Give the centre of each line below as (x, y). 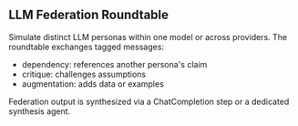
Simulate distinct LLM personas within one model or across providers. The (148, 37)
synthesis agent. (40, 111)
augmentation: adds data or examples (93, 84)
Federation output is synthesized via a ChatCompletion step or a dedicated (149, 101)
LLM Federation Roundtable (89, 15)
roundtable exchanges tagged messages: (87, 47)
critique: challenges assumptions (84, 74)
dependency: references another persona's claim (114, 64)
